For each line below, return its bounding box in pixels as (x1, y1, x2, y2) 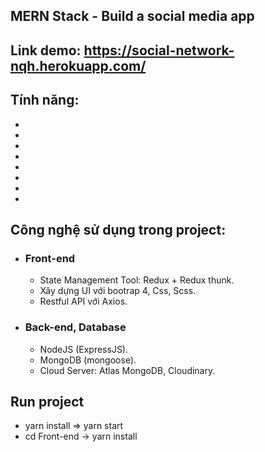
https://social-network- (83, 42, 235, 59)
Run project (10, 393, 85, 410)
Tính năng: (10, 92, 80, 109)
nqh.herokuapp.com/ (10, 57, 147, 74)
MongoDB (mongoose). (39, 354, 137, 366)
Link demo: (10, 42, 82, 59)
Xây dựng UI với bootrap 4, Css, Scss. (39, 285, 197, 297)
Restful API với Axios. (39, 295, 128, 308)
